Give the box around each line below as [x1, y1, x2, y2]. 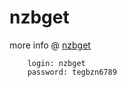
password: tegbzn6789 [27, 67, 117, 77]
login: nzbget [27, 58, 86, 68]
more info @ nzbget [9, 39, 91, 51]
